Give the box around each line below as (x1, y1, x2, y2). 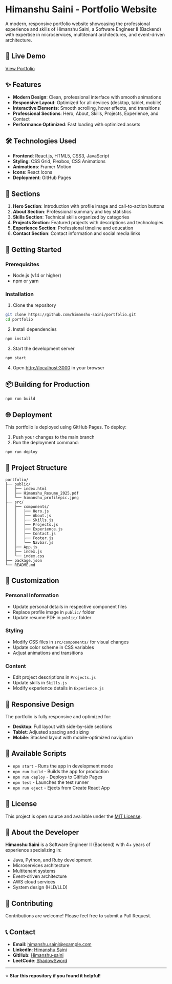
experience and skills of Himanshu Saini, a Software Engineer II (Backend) (5, 26, 161, 32)
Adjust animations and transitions (12, 650, 83, 656)
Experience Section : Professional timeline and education (12, 225, 134, 231)
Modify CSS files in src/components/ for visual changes (12, 639, 129, 645)
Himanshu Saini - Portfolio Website (5, 4, 157, 15)
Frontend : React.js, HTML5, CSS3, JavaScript (12, 153, 110, 159)
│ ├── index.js (5, 549, 42, 554)
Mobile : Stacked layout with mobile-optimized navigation (12, 734, 133, 740)
